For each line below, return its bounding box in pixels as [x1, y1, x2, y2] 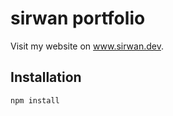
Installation [10, 69, 82, 86]
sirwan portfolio [10, 7, 146, 30]
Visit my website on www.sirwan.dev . [10, 40, 165, 52]
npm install [10, 95, 60, 106]
